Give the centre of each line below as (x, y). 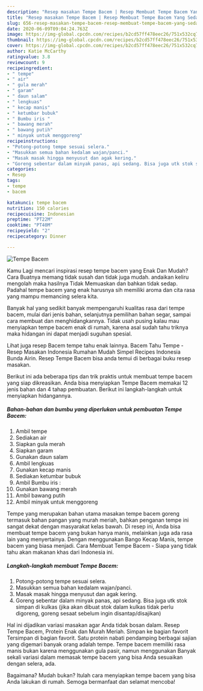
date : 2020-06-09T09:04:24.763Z (47, 29)
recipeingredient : (30, 68)
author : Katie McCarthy (37, 51)
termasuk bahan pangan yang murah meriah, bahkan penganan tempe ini (98, 520)
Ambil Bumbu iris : (38, 482)
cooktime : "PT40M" (30, 225)
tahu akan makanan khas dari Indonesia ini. (61, 552)
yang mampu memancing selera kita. (53, 296)
